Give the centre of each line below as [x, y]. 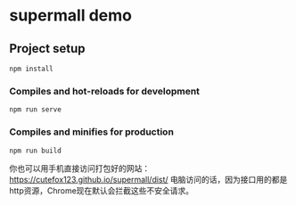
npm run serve [36, 110]
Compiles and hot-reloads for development [105, 91]
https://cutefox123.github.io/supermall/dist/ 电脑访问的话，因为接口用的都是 [148, 179]
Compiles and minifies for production [91, 132]
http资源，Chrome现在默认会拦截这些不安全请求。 [102, 190]
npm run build [36, 151]
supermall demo [70, 16]
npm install [31, 69]
